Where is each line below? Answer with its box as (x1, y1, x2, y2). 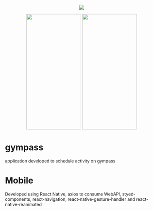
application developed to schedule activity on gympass (5, 158, 116, 164)
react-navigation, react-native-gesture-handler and (32, 196, 135, 202)
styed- (122, 191, 136, 197)
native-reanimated (5, 201, 42, 207)
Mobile (5, 175, 34, 186)
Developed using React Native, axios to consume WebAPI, (5, 191, 121, 197)
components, (5, 196, 32, 202)
